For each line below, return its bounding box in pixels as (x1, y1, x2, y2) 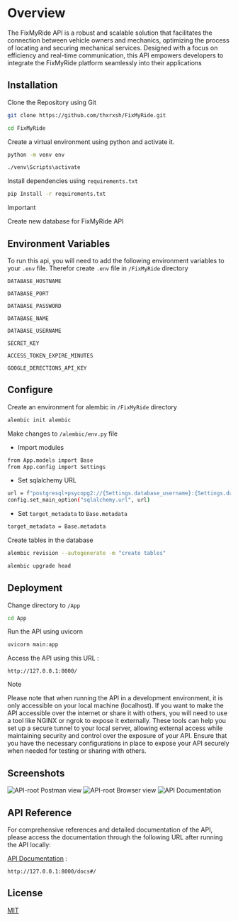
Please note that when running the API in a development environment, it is (7, 694, 223, 702)
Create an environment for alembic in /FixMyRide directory (7, 402, 177, 411)
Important (7, 204, 36, 212)
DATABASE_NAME (7, 314, 50, 322)
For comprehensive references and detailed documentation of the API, (7, 825, 213, 834)
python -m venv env (7, 151, 65, 158)
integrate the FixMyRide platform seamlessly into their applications (7, 58, 202, 67)
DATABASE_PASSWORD (7, 302, 62, 309)
